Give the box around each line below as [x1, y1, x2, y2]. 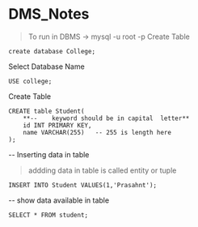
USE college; [8, 77, 53, 85]
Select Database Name [8, 62, 85, 71]
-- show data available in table [8, 195, 110, 205]
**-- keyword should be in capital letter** [23, 114, 190, 122]
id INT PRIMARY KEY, [23, 121, 92, 130]
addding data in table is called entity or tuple [27, 165, 177, 175]
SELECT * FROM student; [8, 211, 89, 219]
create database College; [8, 47, 95, 55]
